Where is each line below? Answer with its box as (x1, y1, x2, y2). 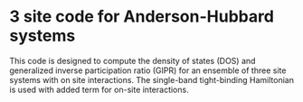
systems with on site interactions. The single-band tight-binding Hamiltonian (9, 74, 294, 85)
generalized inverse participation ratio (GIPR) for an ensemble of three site (9, 65, 287, 76)
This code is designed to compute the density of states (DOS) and (9, 55, 256, 66)
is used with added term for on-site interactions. (9, 84, 189, 95)
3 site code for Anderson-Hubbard (9, 6, 274, 27)
